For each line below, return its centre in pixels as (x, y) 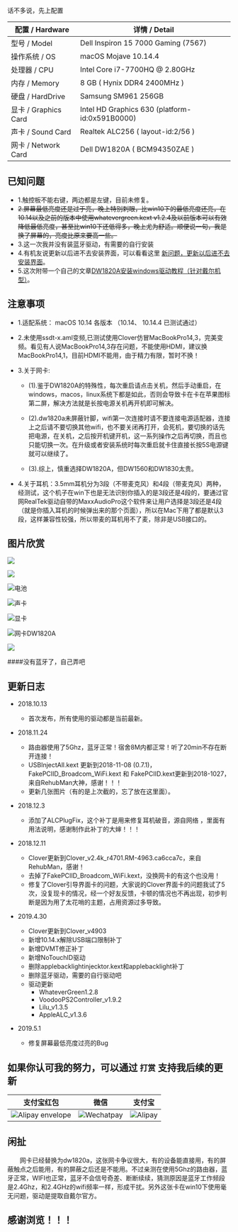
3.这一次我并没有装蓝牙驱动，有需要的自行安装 (86, 244)
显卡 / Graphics (36, 110)
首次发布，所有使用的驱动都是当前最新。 (87, 718)
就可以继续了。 (50, 453)
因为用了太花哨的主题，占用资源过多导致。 (103, 903)
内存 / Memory (35, 83)
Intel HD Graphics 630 (117, 109)
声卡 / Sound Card (41, 132)
